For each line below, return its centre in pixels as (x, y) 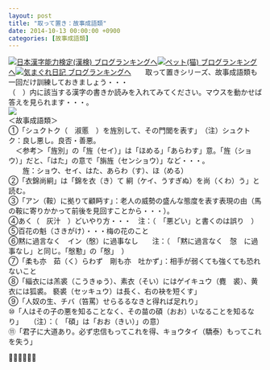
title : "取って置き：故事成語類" (58, 23)
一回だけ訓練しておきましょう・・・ (69, 82)
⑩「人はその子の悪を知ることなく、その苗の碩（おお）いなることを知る (128, 311)
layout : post (30, 16)
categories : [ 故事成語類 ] (49, 38)
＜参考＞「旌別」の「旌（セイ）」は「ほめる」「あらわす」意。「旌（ (126, 150)
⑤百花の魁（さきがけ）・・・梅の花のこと (79, 231)
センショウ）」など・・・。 (165, 161)
